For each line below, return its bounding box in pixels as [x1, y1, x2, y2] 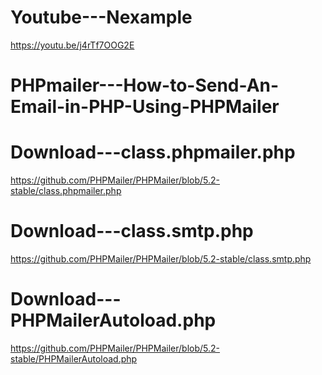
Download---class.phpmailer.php [10, 141, 296, 164]
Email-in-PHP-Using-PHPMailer [10, 96, 280, 118]
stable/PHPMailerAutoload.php [10, 352, 138, 365]
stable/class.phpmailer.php [10, 185, 122, 197]
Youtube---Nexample [10, 6, 193, 29]
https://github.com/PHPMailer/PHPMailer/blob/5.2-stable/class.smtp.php [10, 253, 312, 265]
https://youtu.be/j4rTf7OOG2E [10, 39, 135, 51]
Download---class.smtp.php [10, 220, 254, 243]
